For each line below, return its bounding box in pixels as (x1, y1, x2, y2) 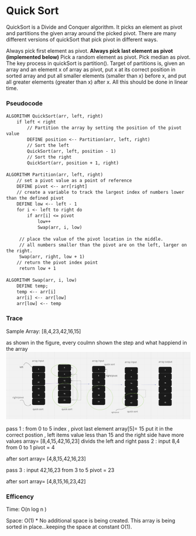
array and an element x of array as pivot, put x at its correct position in (6, 66, 176, 73)
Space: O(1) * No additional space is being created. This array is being (6, 517, 176, 524)
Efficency (6, 493, 34, 501)
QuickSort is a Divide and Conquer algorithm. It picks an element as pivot (6, 23, 183, 30)
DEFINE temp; (16, 283, 49, 289)
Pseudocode (6, 99, 43, 107)
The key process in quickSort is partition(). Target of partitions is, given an (6, 60, 185, 67)
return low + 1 (19, 265, 57, 272)
